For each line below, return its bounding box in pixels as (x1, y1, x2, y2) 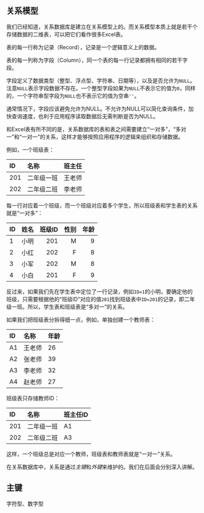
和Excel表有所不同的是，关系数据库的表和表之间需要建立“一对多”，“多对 (6, 125, 186, 132)
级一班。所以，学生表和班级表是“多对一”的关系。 (6, 303, 129, 310)
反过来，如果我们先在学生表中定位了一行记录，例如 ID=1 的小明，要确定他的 (6, 288, 193, 295)
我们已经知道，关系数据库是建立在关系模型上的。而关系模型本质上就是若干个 (6, 23, 198, 30)
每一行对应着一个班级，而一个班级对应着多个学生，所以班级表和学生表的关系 (6, 202, 198, 209)
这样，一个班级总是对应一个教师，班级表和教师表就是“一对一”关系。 (6, 450, 176, 457)
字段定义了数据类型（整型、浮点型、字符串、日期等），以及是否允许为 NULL (6, 76, 190, 84)
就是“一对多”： (6, 209, 44, 217)
